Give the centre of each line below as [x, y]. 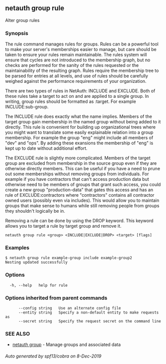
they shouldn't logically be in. [35, 211]
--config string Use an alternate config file [70, 308]
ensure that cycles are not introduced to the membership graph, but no [78, 60]
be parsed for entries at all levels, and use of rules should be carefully [77, 76]
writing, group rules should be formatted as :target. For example [71, 101]
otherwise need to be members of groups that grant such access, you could [83, 185]
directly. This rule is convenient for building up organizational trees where [80, 127]
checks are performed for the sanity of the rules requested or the [72, 65]
